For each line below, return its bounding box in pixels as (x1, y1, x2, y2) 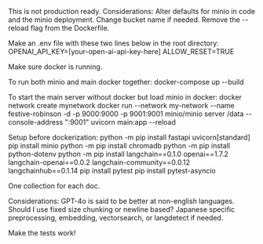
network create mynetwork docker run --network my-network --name (8, 101, 235, 110)
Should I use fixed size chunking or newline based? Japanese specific (8, 205, 236, 214)
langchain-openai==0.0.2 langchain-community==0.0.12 (8, 158, 191, 167)
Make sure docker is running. (8, 62, 103, 71)
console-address (8, 118, 64, 126)
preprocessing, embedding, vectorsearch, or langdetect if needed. (8, 213, 224, 222)
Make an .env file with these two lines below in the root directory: (8, 38, 220, 48)
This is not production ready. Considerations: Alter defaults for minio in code (8, 7, 255, 16)
